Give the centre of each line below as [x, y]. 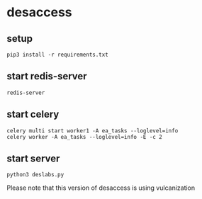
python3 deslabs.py [35, 175]
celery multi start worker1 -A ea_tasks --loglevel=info [92, 131]
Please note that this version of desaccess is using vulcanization [101, 188]
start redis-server [47, 76]
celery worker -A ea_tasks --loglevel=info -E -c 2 [84, 137]
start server [33, 159]
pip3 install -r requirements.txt [58, 55]
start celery [33, 114]
